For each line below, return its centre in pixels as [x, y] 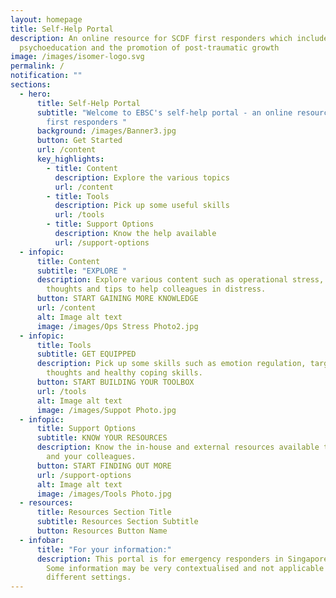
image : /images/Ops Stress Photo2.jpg [117, 326]
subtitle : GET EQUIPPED [86, 354]
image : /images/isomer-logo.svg [77, 57]
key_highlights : [70, 159]
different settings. [89, 577]
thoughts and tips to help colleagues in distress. [156, 289]
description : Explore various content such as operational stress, [180, 280]
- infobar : [42, 540]
